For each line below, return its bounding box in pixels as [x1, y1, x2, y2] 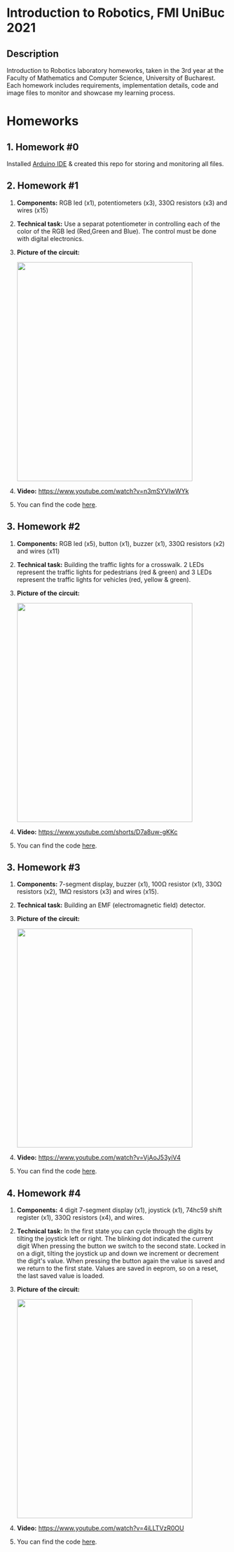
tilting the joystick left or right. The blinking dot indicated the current [16, 1234, 214, 1243]
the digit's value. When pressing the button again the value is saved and [16, 1257, 225, 1265]
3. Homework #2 [6, 521, 81, 533]
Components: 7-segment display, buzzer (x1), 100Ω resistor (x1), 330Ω [16, 880, 222, 888]
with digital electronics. [16, 234, 85, 243]
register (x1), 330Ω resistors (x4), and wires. [16, 1213, 145, 1222]
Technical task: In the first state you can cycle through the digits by [16, 1227, 213, 1235]
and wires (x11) [16, 547, 60, 555]
